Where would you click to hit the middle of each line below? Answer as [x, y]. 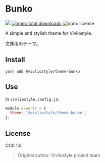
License [18, 133]
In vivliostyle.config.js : [32, 99]
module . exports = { [26, 108]
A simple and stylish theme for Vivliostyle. [49, 33]
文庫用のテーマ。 [23, 43]
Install [15, 60]
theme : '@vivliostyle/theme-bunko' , [48, 113]
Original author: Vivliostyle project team [59, 155]
